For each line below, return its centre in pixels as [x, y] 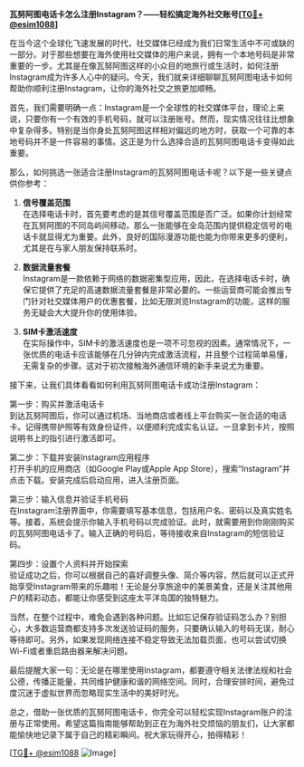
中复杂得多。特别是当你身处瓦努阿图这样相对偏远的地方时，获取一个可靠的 [148, 130]
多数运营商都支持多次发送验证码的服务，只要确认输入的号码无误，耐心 [164, 628]
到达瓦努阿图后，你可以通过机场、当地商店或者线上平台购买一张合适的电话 [148, 415]
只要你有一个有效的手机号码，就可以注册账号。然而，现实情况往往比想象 [160, 119]
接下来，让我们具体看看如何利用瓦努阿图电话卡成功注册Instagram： [135, 385]
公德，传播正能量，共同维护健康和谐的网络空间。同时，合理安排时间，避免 [148, 681]
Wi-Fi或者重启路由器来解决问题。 [71, 651]
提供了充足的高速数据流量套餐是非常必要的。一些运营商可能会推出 [161, 290]
